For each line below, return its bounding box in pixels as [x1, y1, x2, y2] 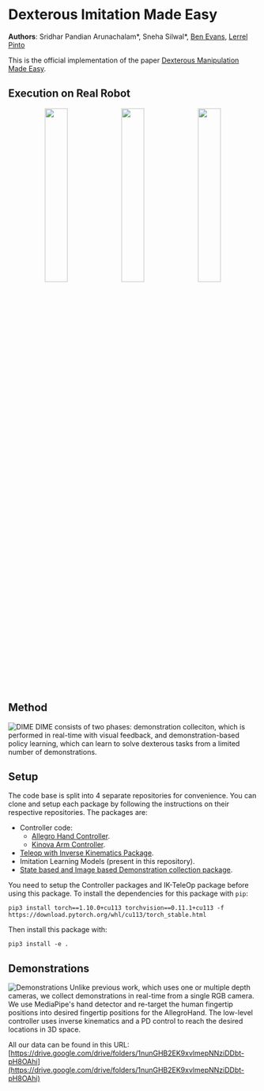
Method [8, 701, 48, 714]
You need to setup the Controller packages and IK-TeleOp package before [8, 881, 249, 890]
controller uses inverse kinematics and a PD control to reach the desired [8, 1017, 243, 1026]
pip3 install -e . [8, 940, 69, 949]
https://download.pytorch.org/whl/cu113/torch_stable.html [8, 911, 207, 919]
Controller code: [19, 823, 74, 832]
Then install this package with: [8, 925, 108, 934]
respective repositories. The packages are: [8, 808, 148, 817]
